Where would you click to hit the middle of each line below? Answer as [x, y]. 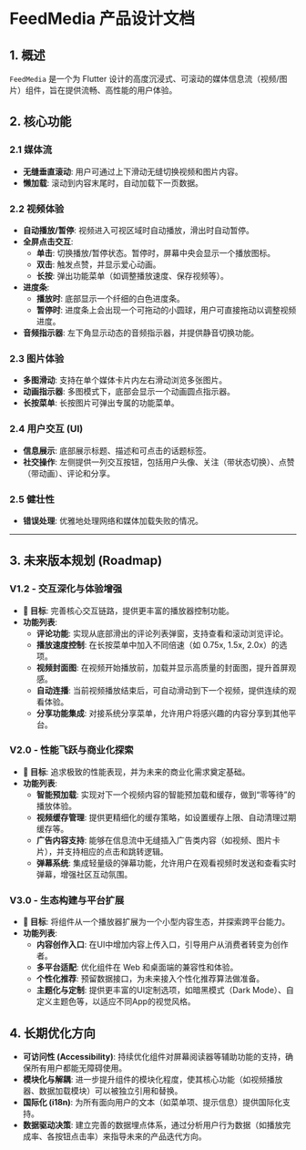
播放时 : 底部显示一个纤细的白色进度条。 [110, 298]
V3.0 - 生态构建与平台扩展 [67, 900]
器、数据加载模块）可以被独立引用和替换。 [102, 1091]
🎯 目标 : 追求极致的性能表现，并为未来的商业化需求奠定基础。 [136, 772]
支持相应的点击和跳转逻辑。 [116, 851]
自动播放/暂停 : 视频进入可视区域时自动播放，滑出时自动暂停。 [138, 230]
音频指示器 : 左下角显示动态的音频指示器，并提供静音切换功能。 [141, 333]
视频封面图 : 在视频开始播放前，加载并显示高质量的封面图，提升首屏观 [166, 667]
